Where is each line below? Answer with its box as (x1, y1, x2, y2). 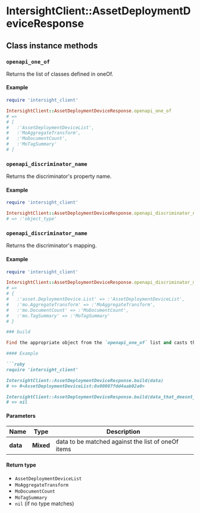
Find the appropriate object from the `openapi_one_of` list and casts (6, 340, 187, 346)
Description (106, 427, 140, 436)
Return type (6, 461, 37, 468)
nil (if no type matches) (14, 500, 74, 507)
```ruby (6, 361, 26, 367)
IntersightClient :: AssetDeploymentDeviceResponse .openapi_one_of (6, 108, 171, 114)
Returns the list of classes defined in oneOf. (6, 70, 114, 77)
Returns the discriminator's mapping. (6, 242, 97, 249)
